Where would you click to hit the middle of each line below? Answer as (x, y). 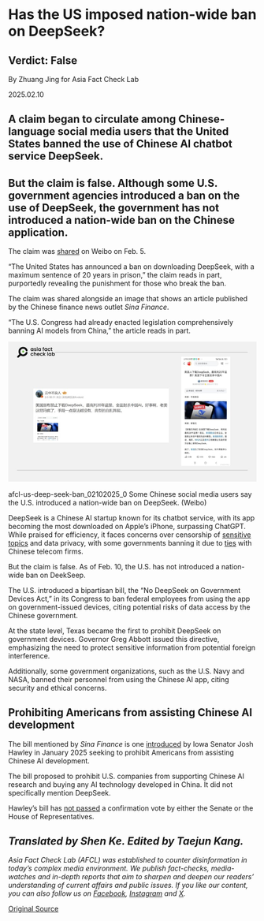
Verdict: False (43, 60)
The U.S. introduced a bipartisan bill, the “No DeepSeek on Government (125, 590)
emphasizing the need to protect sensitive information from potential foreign (132, 647)
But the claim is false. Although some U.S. (113, 183)
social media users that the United (143, 132)
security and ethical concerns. (58, 688)
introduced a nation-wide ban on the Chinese (121, 220)
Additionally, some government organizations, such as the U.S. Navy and (126, 671)
